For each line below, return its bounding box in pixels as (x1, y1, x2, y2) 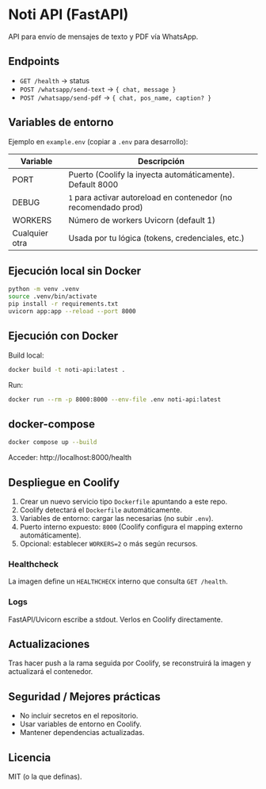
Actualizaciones (8, 637, 90, 651)
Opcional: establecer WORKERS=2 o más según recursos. (19, 538, 198, 548)
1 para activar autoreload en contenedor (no (68, 192, 233, 203)
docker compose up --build (8, 439, 97, 446)
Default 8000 (68, 178, 119, 190)
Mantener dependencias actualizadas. (19, 728, 145, 737)
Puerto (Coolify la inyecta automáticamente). (68, 169, 235, 180)
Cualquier (12, 228, 49, 239)
